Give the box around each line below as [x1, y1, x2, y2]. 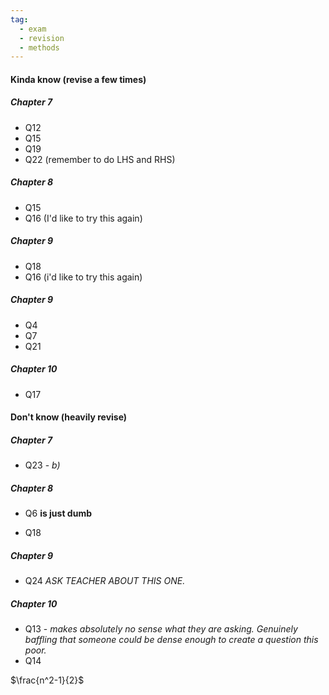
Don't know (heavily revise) [10, 411, 128, 423]
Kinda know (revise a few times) [10, 73, 147, 85]
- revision [19, 33, 65, 43]
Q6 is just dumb [24, 507, 93, 520]
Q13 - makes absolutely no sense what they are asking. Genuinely [24, 623, 298, 635]
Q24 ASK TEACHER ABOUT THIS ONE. [24, 575, 186, 587]
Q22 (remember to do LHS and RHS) [24, 153, 176, 165]
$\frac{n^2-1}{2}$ [10, 674, 85, 686]
